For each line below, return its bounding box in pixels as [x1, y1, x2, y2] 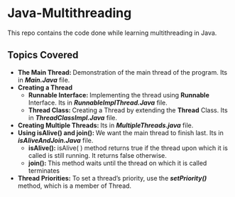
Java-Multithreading [7, 5, 132, 21]
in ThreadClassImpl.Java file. [28, 113, 118, 122]
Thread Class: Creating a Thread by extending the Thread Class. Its [28, 105, 229, 115]
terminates [28, 166, 60, 175]
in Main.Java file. [17, 75, 70, 84]
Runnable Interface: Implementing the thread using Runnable [28, 90, 209, 99]
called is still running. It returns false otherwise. [28, 151, 167, 159]
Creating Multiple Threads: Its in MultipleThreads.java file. [17, 121, 194, 129]
